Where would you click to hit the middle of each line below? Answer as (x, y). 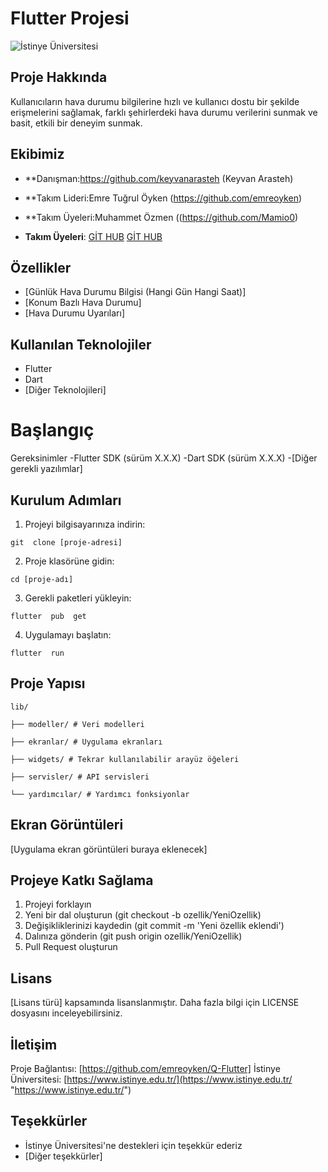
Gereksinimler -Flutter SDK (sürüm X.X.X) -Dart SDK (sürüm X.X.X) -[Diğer (164, 458)
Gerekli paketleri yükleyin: (78, 598)
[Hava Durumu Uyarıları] (75, 313)
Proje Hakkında (59, 77)
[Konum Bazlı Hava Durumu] (83, 303)
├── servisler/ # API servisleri (80, 777)
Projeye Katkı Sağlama (82, 880)
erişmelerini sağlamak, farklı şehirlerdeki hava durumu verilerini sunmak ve (164, 112)
